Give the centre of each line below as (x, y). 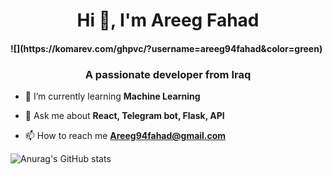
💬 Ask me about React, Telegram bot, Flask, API (124, 116)
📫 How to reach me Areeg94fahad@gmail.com (125, 136)
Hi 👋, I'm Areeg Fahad (168, 20)
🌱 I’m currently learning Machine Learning (112, 96)
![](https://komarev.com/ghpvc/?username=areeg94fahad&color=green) (166, 48)
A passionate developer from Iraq (168, 74)
